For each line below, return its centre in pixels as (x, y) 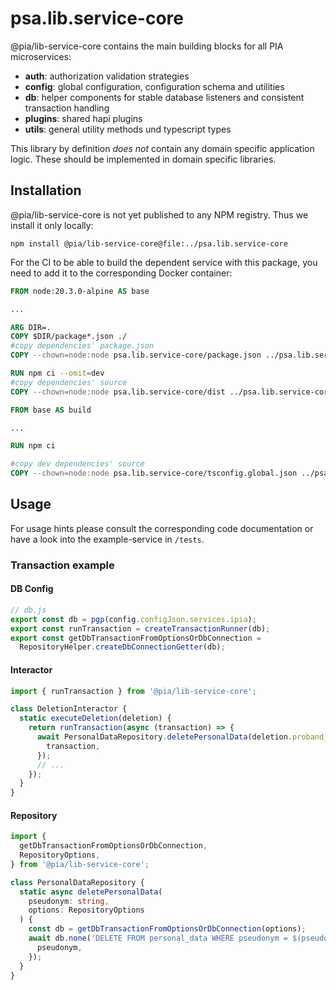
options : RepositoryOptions (86, 910)
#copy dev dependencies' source (77, 464)
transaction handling (67, 108)
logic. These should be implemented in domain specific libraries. (143, 159)
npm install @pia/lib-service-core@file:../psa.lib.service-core (149, 243)
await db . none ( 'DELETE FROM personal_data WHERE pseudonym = (158, 938)
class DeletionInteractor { (69, 709)
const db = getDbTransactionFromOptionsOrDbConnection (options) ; (167, 929)
